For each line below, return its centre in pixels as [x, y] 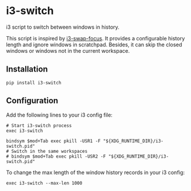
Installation [27, 69]
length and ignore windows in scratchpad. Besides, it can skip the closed [94, 45]
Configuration [32, 101]
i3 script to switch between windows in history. [63, 27]
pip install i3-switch [34, 83]
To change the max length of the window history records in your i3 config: [95, 172]
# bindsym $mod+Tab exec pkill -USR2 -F [56, 156]
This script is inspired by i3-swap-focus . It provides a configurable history [95, 38]
